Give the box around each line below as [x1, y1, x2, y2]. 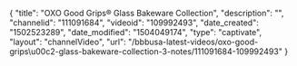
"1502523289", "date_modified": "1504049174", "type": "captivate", [9, 27, 262, 37]
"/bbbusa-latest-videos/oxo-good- [127, 36, 259, 47]
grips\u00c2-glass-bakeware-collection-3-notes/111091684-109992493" [9, 46, 283, 57]
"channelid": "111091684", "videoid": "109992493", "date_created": [9, 17, 259, 28]
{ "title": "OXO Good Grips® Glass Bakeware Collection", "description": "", [9, 8, 284, 18]
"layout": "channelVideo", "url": [9, 36, 127, 47]
